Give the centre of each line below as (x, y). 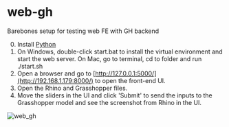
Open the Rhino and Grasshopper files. (72, 88)
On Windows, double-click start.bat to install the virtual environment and (120, 51)
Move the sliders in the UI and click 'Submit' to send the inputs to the (115, 95)
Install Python (36, 44)
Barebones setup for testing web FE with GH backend (83, 31)
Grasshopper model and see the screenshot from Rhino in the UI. (109, 102)
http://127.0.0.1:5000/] (126, 73)
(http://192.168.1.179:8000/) (55, 80)
